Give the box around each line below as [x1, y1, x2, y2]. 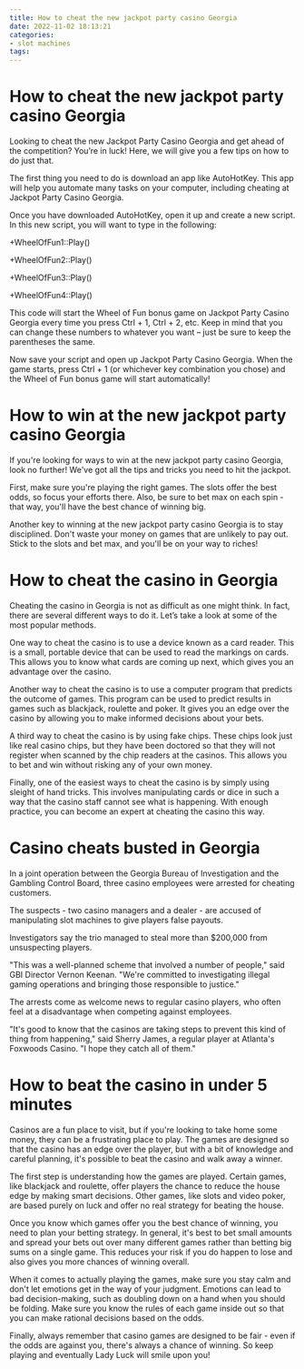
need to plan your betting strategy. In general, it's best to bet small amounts [9, 1227, 292, 1238]
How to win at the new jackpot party [9, 406, 287, 426]
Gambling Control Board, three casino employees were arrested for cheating [9, 877, 295, 888]
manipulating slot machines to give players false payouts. [9, 914, 224, 925]
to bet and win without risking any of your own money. [9, 759, 213, 770]
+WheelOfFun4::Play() [9, 290, 93, 301]
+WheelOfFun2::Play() [9, 255, 93, 266]
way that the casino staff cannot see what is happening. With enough [9, 796, 269, 807]
